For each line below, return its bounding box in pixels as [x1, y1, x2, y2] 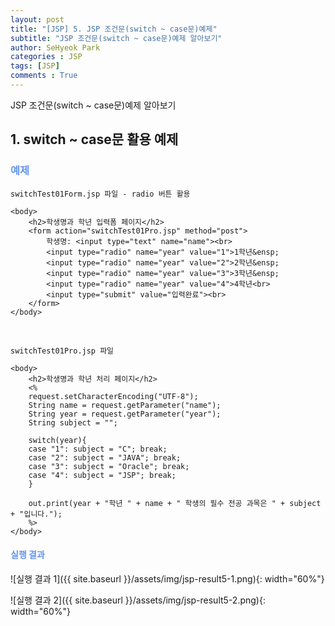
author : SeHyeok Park [10, 42, 101, 53]
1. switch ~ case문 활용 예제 [10, 131, 179, 148]
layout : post [10, 14, 65, 25]
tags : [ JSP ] [10, 61, 60, 71]
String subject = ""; [28, 417, 118, 428]
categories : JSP [10, 52, 83, 62]
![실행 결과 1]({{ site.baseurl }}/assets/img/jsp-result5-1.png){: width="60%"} [10, 572, 325, 585]
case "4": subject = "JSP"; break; [28, 470, 177, 480]
